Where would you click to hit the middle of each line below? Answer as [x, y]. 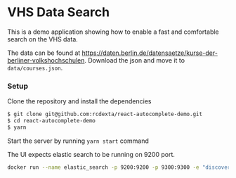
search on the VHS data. [43, 39]
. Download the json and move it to [134, 60]
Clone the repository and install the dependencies [79, 101]
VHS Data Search [59, 12]
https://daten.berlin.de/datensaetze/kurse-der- [150, 53]
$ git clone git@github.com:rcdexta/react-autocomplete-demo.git [105, 114]
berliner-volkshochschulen [46, 60]
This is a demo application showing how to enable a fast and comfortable [113, 32]
